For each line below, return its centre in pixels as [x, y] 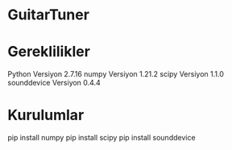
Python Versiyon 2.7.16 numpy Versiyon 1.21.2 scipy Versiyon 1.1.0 [116, 74]
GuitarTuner [49, 15]
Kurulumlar [46, 115]
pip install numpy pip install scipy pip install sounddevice [101, 138]
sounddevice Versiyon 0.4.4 [54, 83]
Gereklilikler [49, 52]
